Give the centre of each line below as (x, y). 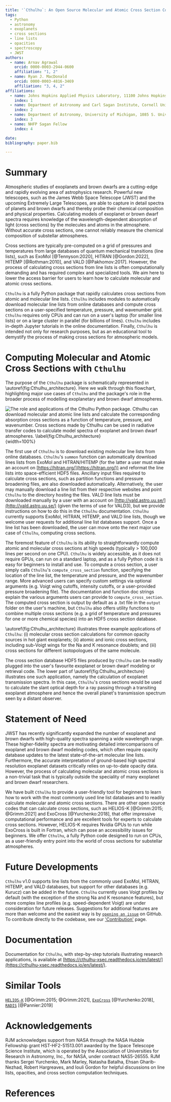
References (30, 1093)
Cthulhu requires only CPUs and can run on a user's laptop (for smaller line (84, 316)
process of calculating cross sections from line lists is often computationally (85, 267)
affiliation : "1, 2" (36, 72)
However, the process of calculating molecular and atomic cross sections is (84, 771)
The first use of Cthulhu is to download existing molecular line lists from (80, 452)
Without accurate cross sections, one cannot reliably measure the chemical (84, 230)
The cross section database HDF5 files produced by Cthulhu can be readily (84, 661)
